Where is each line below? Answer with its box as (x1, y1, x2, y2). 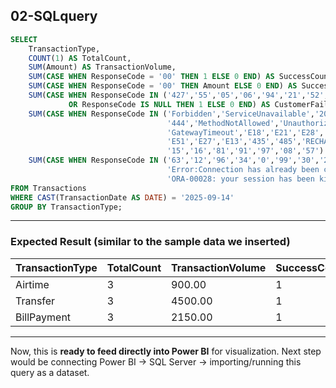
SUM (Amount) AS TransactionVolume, (28, 62, 177, 73)
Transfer (15, 294, 56, 308)
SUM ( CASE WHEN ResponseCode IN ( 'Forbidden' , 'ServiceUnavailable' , (28, 109, 315, 119)
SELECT (10, 34, 38, 44)
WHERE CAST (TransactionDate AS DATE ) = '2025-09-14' (10, 192, 235, 203)
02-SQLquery (10, 8, 98, 25)
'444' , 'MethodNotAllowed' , (166, 118, 280, 128)
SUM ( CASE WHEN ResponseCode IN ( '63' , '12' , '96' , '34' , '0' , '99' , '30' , (28, 155, 320, 166)
